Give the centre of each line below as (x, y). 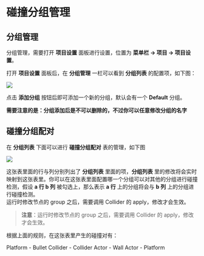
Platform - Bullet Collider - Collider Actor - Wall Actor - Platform (86, 247)
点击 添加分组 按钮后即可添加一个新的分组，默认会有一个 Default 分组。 (96, 97)
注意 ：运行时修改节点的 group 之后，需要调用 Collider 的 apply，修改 (107, 215)
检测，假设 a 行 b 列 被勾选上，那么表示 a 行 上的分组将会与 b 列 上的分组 (98, 187)
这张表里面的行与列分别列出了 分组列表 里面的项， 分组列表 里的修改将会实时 (102, 171)
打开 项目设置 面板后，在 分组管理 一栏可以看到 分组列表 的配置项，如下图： (101, 73)
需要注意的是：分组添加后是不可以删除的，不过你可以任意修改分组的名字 (97, 110)
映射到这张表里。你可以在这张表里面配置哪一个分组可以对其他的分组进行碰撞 (102, 179)
